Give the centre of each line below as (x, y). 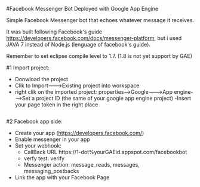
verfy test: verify (44, 158)
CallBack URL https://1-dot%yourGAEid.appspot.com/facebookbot (105, 152)
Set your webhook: (38, 145)
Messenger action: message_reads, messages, (82, 165)
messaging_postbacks (51, 171)
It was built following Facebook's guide (54, 32)
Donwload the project (41, 79)
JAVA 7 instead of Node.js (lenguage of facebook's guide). (79, 45)
